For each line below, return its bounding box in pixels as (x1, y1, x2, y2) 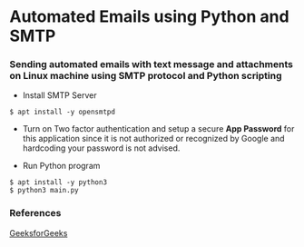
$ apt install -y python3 (9, 178, 107, 187)
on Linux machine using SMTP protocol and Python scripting (9, 70, 283, 83)
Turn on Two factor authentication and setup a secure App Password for (22, 123, 295, 134)
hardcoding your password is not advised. (22, 143, 181, 153)
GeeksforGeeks (9, 227, 68, 238)
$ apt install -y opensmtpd (9, 107, 116, 117)
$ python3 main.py (9, 186, 79, 195)
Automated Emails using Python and (9, 6, 289, 27)
